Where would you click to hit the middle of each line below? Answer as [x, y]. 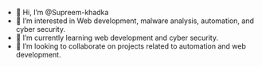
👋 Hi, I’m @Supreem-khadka [62, 12]
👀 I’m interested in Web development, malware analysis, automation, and [135, 21]
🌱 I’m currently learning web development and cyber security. [117, 37]
